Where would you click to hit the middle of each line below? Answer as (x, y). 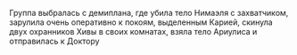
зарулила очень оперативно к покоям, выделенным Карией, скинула (141, 22)
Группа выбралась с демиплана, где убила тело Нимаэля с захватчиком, (149, 13)
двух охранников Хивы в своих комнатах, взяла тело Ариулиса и (133, 31)
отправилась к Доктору (54, 41)
